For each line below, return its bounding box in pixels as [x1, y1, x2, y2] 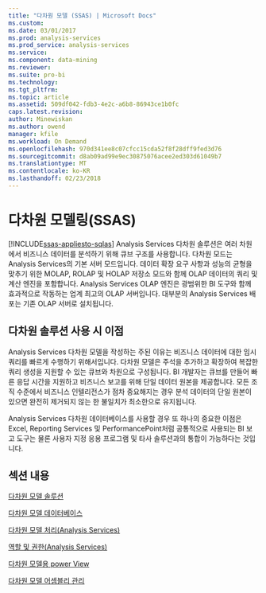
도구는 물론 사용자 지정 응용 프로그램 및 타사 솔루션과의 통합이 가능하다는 [16, 433, 241, 443]
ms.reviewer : [8, 64, 52, 72]
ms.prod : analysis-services [8, 33, 102, 42]
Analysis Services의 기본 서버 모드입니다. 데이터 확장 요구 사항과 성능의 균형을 [8, 259, 253, 268]
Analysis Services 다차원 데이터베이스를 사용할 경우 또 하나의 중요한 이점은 [8, 413, 242, 423]
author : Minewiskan [8, 115, 73, 123]
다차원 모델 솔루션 [8, 491, 64, 501]
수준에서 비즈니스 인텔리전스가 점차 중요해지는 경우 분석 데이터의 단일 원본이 [16, 387, 253, 396]
